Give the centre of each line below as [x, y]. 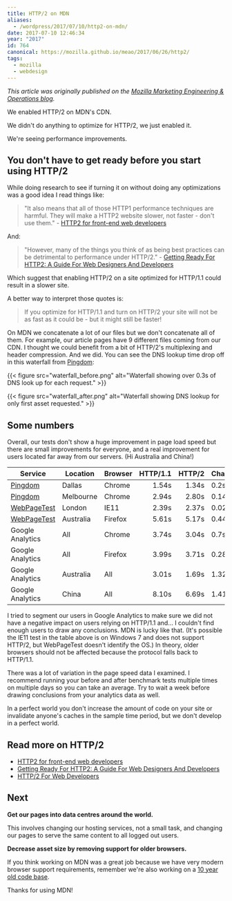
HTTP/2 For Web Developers [58, 776]
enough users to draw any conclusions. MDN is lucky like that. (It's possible [115, 630]
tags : [15, 59]
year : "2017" [26, 39]
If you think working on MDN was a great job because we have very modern [115, 862]
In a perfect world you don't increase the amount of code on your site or [110, 708]
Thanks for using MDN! [40, 890]
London [75, 508]
